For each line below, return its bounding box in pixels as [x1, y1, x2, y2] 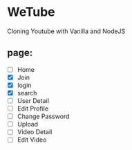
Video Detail [17, 128, 53, 136]
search [17, 88, 37, 97]
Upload [17, 120, 39, 129]
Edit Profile [17, 104, 49, 113]
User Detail [17, 97, 50, 104]
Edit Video [17, 135, 47, 144]
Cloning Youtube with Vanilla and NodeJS [7, 27, 126, 35]
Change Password [17, 112, 70, 121]
